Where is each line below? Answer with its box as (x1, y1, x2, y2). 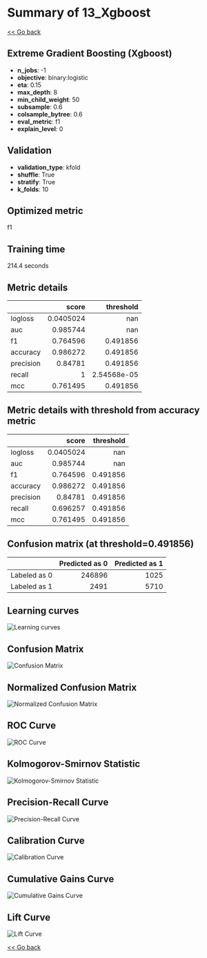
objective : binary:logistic (17, 73, 88, 81)
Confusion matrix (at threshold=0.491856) (7, 538, 195, 550)
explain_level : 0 (17, 124, 63, 133)
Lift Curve (7, 911, 50, 923)
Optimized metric (7, 205, 84, 217)
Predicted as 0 (59, 558, 108, 568)
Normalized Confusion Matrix (7, 681, 137, 693)
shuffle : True (17, 170, 55, 179)
